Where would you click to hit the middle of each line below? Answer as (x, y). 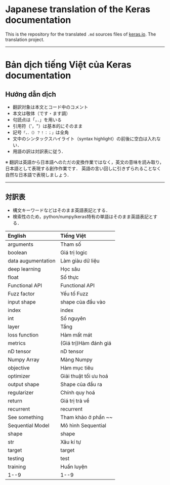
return (15, 400)
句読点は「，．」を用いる (37, 120)
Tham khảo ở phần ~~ (87, 417)
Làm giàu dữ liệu (80, 260)
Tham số (71, 244)
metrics (17, 343)
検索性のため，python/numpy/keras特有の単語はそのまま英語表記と (83, 216)
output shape (24, 384)
